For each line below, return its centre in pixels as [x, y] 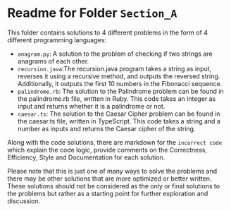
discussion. [24, 201]
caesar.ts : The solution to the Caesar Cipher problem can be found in [119, 114]
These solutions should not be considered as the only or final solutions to [114, 186]
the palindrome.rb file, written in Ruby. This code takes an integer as [117, 98]
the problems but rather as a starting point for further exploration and [108, 193]
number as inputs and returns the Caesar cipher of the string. [106, 128]
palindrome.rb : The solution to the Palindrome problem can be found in [120, 91]
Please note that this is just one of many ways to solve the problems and [112, 171]
